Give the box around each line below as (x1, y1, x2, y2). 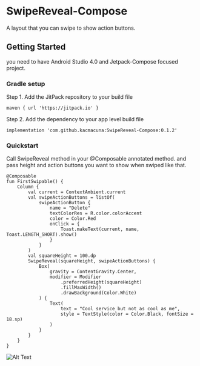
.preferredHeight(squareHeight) (60, 279, 142, 285)
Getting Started (6, 42, 66, 52)
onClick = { (49, 221, 80, 227)
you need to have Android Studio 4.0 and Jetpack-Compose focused (6, 58, 179, 65)
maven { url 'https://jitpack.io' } (6, 105, 99, 111)
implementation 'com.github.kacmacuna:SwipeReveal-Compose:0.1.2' (6, 127, 178, 134)
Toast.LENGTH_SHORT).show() (6, 231, 78, 238)
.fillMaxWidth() (60, 285, 102, 291)
